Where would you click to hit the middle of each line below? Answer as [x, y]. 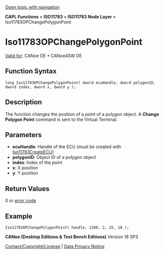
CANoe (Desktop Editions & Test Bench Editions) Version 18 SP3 [72, 237]
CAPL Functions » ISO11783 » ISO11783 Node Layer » [61, 17]
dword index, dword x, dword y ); [41, 87]
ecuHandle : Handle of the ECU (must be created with [67, 147]
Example [19, 216]
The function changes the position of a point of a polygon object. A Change [82, 114]
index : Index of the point [37, 162]
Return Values [27, 188]
